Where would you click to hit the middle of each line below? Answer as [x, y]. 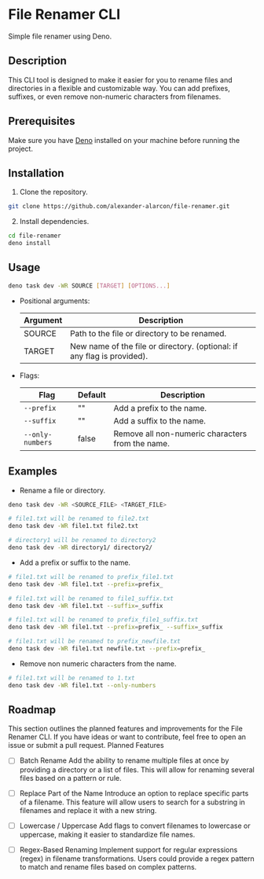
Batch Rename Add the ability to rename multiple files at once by [124, 760]
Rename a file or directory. [62, 490]
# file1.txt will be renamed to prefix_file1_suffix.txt [103, 620]
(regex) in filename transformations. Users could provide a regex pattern [137, 859]
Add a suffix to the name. [160, 420]
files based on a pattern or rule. [70, 778]
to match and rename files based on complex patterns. [108, 866]
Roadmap [32, 710]
